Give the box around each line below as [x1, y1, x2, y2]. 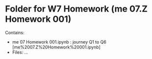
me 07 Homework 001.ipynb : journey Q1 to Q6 [12, 39, 106, 44]
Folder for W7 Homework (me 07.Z [5, 3, 148, 15]
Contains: [5, 29, 25, 35]
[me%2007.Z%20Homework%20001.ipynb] [12, 44, 101, 50]
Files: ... [12, 49, 28, 55]
